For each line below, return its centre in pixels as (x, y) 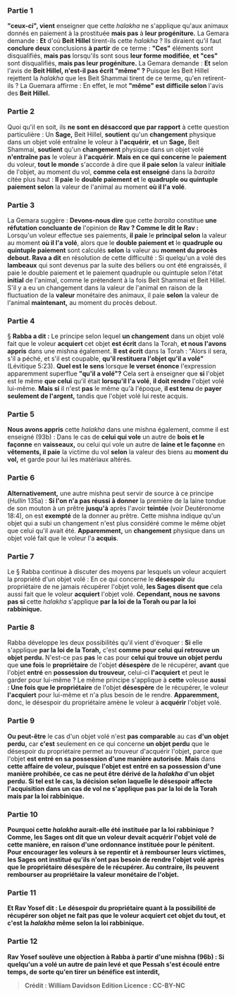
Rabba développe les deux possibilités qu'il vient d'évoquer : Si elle (105, 642)
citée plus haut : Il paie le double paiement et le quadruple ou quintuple (113, 179)
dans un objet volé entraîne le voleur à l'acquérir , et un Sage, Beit (103, 142)
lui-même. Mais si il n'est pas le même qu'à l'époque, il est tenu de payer (114, 389)
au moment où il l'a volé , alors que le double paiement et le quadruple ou (115, 242)
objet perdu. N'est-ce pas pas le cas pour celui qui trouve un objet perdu (115, 658)
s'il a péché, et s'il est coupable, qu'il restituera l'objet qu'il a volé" (106, 359)
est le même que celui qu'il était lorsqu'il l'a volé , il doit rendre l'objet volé (116, 381)
